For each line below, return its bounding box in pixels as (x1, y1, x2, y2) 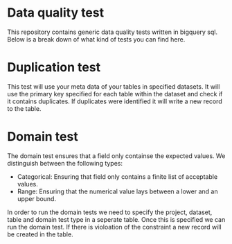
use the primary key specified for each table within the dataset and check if (7, 89, 223, 98)
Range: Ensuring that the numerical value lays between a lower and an (17, 187, 218, 195)
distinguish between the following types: (7, 159, 123, 167)
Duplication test (7, 60, 101, 76)
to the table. (7, 104, 42, 112)
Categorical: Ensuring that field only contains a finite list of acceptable (17, 172, 218, 181)
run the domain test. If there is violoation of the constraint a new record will (7, 223, 222, 231)
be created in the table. (7, 230, 74, 238)
